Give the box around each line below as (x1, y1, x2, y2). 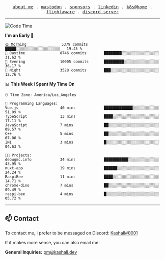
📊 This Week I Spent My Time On (5, 81, 75, 87)
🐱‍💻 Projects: (5, 153, 32, 158)
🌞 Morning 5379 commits (5, 42, 88, 47)
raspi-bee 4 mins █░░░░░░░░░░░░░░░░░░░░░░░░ (5, 192, 160, 196)
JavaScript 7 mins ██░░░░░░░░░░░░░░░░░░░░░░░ (5, 123, 160, 128)
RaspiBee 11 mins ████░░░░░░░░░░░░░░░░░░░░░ (5, 174, 160, 179)
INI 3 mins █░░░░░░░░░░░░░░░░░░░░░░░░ (5, 140, 160, 145)
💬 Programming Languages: (5, 101, 58, 106)
